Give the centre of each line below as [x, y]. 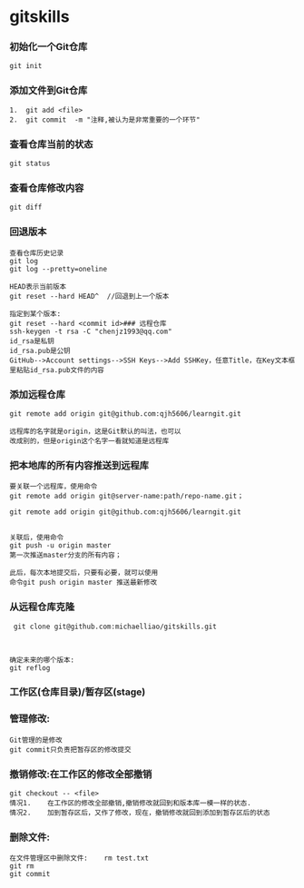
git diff [26, 207]
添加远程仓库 [38, 394]
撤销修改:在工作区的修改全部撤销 [81, 774]
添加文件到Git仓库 [49, 91]
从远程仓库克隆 [42, 607]
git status [30, 164]
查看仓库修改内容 [47, 188]
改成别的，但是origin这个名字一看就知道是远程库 [89, 441]
